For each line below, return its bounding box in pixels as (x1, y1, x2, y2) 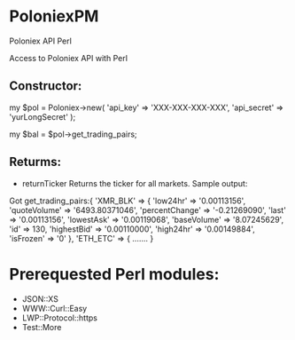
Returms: (9, 154, 62, 170)
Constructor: (9, 78, 82, 94)
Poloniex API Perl (9, 36, 73, 46)
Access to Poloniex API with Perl (9, 52, 128, 63)
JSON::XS (21, 293, 59, 304)
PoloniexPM (9, 6, 99, 27)
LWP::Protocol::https (21, 312, 97, 323)
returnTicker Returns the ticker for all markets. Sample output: (21, 178, 248, 188)
